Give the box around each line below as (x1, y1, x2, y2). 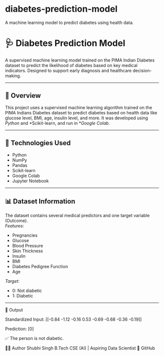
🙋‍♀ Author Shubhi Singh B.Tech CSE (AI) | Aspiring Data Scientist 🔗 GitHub (5, 345, 155, 351)
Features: (5, 223, 24, 229)
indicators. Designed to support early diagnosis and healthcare (5, 67, 132, 73)
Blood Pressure (12, 243, 43, 249)
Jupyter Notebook (12, 178, 49, 184)
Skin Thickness (12, 248, 43, 254)
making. (5, 72, 21, 79)
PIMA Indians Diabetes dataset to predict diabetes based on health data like (5, 110, 158, 115)
